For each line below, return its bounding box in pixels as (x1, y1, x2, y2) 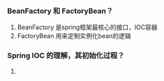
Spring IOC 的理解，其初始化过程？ (7, 51, 125, 60)
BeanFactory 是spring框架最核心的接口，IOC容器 (17, 23, 158, 32)
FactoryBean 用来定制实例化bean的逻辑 (17, 32, 131, 40)
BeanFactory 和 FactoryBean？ (7, 6, 113, 15)
